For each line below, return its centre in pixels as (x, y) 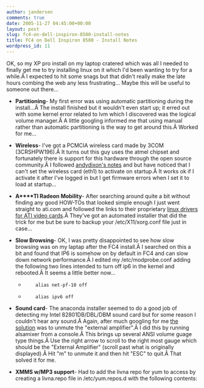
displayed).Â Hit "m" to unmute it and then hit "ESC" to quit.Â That (98, 353)
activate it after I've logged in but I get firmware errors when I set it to (102, 178)
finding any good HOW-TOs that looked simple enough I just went (97, 203)
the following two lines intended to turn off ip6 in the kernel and (95, 266)
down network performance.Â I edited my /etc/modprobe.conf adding (103, 259)
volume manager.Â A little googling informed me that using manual (99, 120)
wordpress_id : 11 (28, 46)
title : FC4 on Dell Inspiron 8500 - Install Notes (72, 40)
